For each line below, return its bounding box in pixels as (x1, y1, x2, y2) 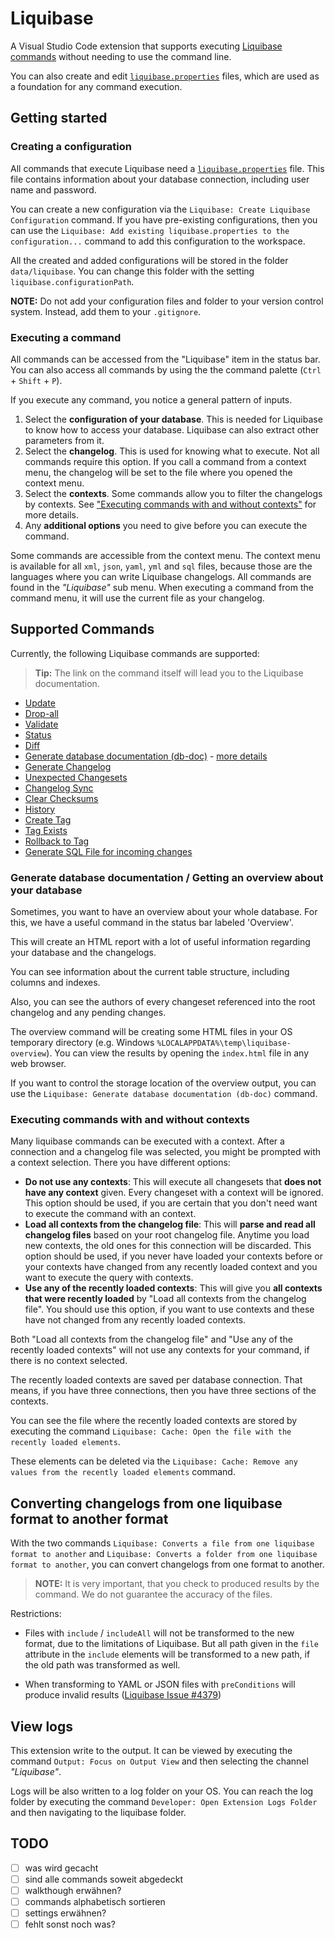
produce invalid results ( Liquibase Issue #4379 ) (24, 1689, 222, 1701)
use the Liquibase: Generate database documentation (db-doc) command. (10, 1088, 318, 1100)
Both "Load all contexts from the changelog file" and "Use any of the (10, 1333, 293, 1346)
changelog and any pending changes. (10, 1007, 167, 1019)
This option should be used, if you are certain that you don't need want (24, 1197, 318, 1209)
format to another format (10, 1510, 169, 1527)
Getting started (10, 110, 108, 127)
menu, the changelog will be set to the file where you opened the (24, 466, 293, 478)
